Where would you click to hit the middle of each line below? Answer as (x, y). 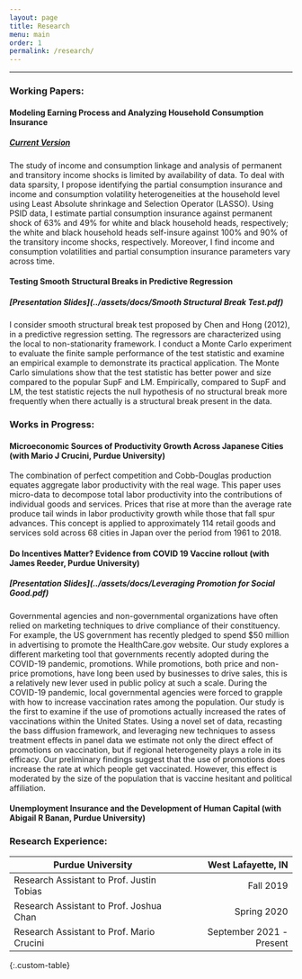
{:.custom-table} (40, 965)
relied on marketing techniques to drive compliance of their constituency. (145, 625)
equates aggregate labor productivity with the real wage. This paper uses (145, 485)
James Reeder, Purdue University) (75, 562)
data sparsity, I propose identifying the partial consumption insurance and (146, 184)
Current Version (40, 143)
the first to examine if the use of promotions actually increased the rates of (147, 711)
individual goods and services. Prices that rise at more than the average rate (151, 504)
